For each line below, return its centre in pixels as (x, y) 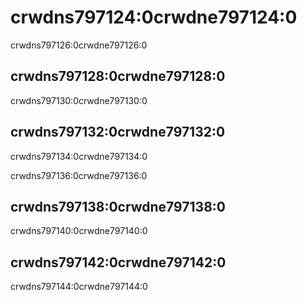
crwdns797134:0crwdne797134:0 (79, 156)
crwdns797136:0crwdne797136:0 (79, 175)
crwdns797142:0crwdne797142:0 (118, 262)
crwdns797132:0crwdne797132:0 (118, 132)
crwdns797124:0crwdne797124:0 (154, 17)
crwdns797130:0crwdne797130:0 (79, 100)
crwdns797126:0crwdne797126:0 (79, 45)
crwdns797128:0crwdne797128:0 (118, 76)
